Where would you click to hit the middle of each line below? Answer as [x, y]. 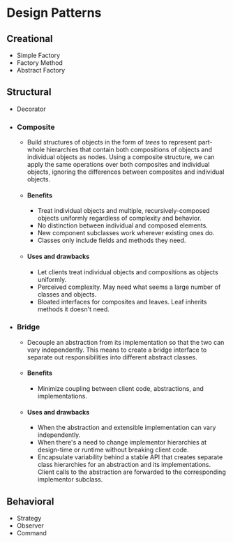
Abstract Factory [41, 70]
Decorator [31, 109]
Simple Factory [38, 55]
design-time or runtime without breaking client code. [113, 450]
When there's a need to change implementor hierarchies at [122, 442]
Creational [30, 39]
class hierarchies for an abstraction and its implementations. [124, 465]
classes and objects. [67, 294]
